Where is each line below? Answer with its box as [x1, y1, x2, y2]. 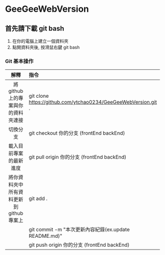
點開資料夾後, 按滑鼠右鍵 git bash [12, 44, 80, 50]
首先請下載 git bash [5, 24, 65, 32]
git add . [28, 195, 48, 202]
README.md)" [28, 232, 62, 239]
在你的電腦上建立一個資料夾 [12, 38, 69, 44]
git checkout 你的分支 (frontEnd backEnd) [28, 130, 125, 137]
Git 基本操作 [5, 57, 34, 64]
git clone [28, 92, 49, 99]
